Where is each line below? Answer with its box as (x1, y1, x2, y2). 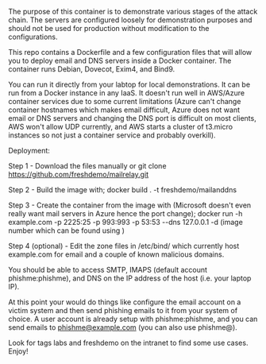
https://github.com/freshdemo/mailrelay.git (8, 170, 149, 179)
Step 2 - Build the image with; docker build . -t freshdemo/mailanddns (8, 185, 237, 194)
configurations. (8, 32, 58, 41)
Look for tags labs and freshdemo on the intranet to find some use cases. (8, 338, 249, 347)
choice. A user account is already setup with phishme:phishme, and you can (8, 314, 258, 323)
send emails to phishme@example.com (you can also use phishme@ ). (8, 323, 238, 332)
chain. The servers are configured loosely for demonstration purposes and (8, 15, 253, 25)
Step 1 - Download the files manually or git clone (8, 161, 167, 170)
